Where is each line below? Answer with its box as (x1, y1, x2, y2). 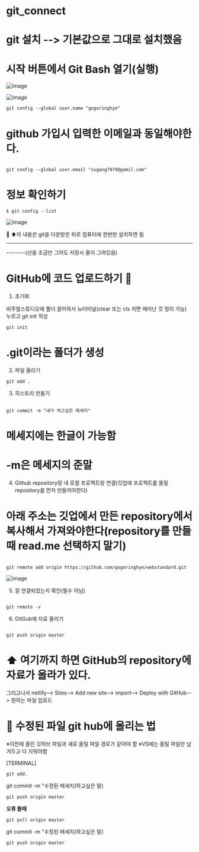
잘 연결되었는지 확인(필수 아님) (14, 587, 86, 594)
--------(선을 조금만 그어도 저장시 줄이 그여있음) (6, 249, 118, 256)
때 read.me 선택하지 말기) (6, 539, 126, 553)
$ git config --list (6, 209, 57, 214)
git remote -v (6, 604, 41, 610)
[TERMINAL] (6, 760, 37, 767)
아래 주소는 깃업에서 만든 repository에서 (6, 510, 192, 523)
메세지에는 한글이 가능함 (6, 430, 117, 443)
